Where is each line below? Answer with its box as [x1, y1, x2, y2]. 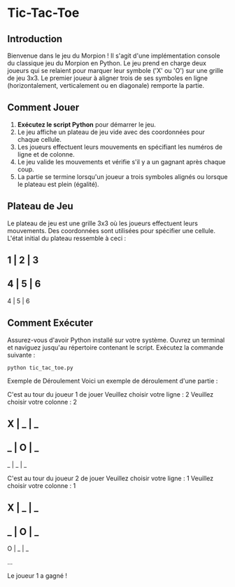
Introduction [7, 33, 63, 45]
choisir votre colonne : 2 [7, 397, 78, 406]
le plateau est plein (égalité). [17, 180, 99, 188]
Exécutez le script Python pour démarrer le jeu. [17, 120, 156, 128]
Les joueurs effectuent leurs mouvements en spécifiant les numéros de [17, 143, 222, 151]
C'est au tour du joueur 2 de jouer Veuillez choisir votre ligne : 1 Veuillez [7, 474, 214, 482]
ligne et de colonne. [17, 150, 75, 159]
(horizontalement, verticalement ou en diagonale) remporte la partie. [7, 81, 205, 89]
